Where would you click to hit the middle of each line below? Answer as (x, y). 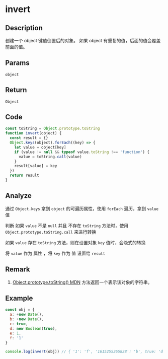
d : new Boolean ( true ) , (33, 328)
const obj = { (20, 310)
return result (24, 175)
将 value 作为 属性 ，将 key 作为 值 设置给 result (55, 253)
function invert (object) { (33, 133)
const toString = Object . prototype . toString (53, 129)
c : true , (19, 324)
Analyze (18, 196)
